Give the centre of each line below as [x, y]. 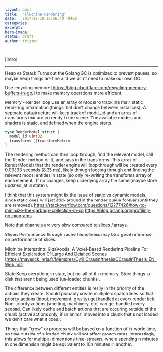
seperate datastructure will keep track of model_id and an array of [71, 113]
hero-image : [17, 32]
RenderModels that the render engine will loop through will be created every [81, 165]
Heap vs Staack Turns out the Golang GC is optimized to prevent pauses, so [81, 73]
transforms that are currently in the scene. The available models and [73, 117]
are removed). [19, 205]
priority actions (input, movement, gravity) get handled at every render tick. [80, 299]
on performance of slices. [31, 240]
